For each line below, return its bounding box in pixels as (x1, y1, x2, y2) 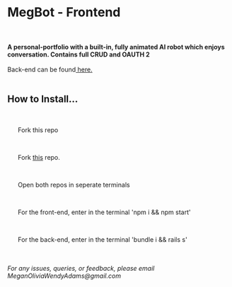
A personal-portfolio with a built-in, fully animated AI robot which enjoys (7, 42, 225, 51)
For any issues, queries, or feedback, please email (7, 264, 155, 272)
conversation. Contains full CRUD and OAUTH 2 (7, 50, 150, 59)
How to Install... (7, 93, 79, 105)
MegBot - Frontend (7, 4, 121, 20)
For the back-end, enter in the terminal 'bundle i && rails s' (17, 235, 187, 244)
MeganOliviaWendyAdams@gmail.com (7, 271, 122, 280)
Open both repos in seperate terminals (17, 180, 130, 189)
